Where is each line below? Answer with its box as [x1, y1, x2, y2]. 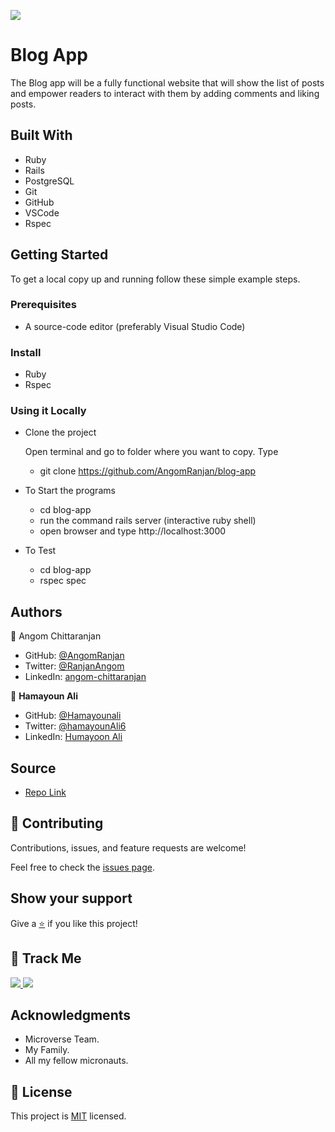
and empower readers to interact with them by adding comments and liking [10, 87, 320, 99]
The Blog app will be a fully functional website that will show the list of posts [10, 76, 325, 89]
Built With [10, 127, 73, 144]
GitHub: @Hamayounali [24, 710, 122, 722]
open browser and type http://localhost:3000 [39, 525, 227, 537]
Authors [10, 603, 63, 620]
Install [10, 345, 42, 359]
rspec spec [39, 575, 87, 587]
